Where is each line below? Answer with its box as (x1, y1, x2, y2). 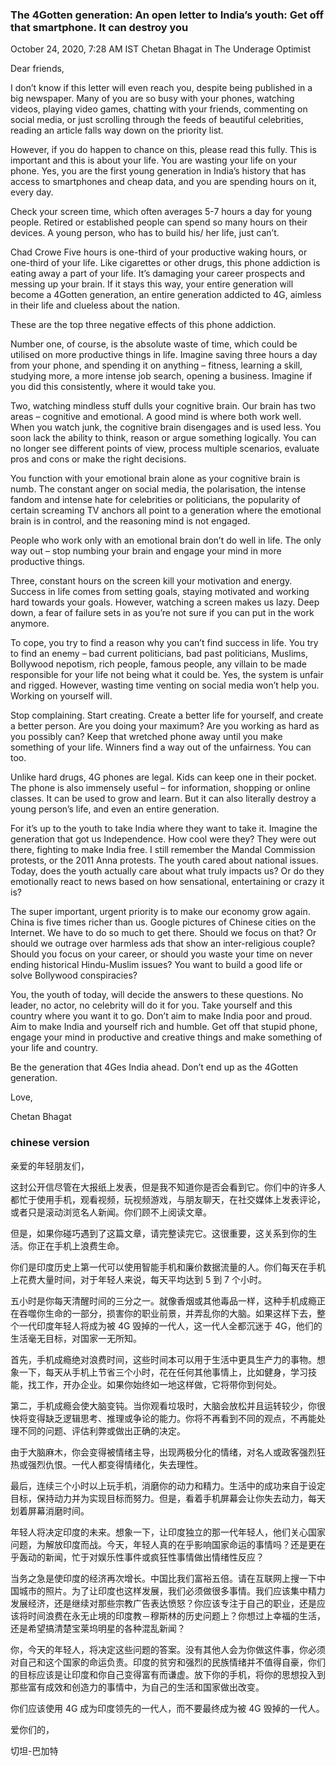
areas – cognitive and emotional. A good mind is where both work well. (10, 411, 302, 423)
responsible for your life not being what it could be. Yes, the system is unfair (10, 669, 324, 681)
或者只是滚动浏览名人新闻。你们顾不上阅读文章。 (10, 1206, 212, 1218)
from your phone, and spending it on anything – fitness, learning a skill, (10, 359, 303, 372)
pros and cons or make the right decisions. (10, 453, 187, 465)
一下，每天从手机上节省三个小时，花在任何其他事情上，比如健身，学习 (18, 1366, 308, 1378)
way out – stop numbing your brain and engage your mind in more (10, 545, 282, 557)
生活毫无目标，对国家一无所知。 (10, 1332, 142, 1344)
